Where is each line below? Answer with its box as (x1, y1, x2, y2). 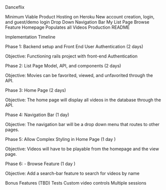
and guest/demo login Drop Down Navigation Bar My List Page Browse (5, 19, 150, 25)
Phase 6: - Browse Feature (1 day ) (5, 161, 76, 167)
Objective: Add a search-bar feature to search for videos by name (5, 171, 140, 176)
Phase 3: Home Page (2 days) (5, 87, 66, 93)
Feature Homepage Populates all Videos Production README (5, 24, 130, 30)
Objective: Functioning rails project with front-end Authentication (5, 53, 138, 59)
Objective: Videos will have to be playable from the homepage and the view (5, 146, 160, 152)
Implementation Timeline (5, 34, 55, 40)
